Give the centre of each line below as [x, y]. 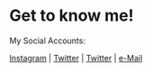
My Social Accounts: [47, 40]
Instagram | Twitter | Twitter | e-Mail [76, 58]
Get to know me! [72, 16]
